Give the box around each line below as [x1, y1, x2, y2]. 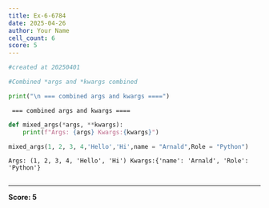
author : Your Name [8, 26, 70, 34]
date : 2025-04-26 [8, 19, 66, 27]
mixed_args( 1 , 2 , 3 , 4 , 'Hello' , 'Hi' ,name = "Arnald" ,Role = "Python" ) [8, 142, 249, 150]
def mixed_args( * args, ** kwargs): [8, 121, 124, 129]
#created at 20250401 [8, 63, 81, 72]
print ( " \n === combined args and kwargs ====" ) [8, 92, 171, 100]
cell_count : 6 [8, 34, 56, 42]
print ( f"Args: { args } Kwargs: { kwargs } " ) [22, 128, 159, 136]
